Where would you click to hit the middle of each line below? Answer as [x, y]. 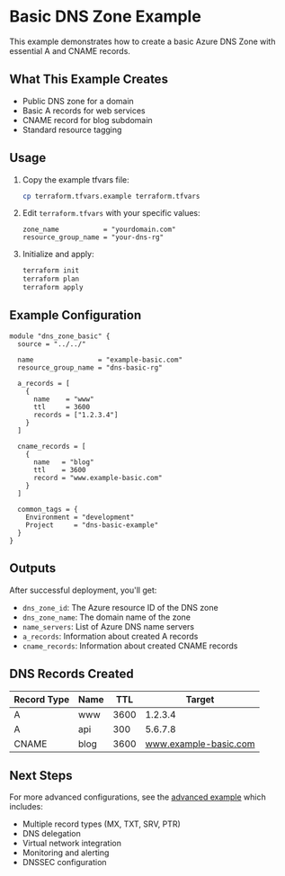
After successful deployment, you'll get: [83, 590]
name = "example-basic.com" [100, 360]
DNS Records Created [71, 674]
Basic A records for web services [84, 111]
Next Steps [41, 775]
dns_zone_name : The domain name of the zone [107, 617]
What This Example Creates [89, 80]
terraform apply [53, 288]
